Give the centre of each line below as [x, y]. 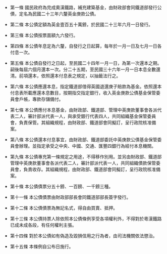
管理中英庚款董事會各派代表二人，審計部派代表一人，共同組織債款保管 [83, 163]
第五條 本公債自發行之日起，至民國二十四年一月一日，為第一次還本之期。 [86, 63]
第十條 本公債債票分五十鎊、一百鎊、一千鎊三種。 [62, 186]
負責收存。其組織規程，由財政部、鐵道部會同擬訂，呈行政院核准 [90, 169]
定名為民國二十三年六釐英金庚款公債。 [59, 14]
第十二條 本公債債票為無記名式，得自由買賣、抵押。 [64, 208]
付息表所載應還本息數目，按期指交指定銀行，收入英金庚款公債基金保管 [83, 93]
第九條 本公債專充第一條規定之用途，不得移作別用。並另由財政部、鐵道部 [86, 157]
